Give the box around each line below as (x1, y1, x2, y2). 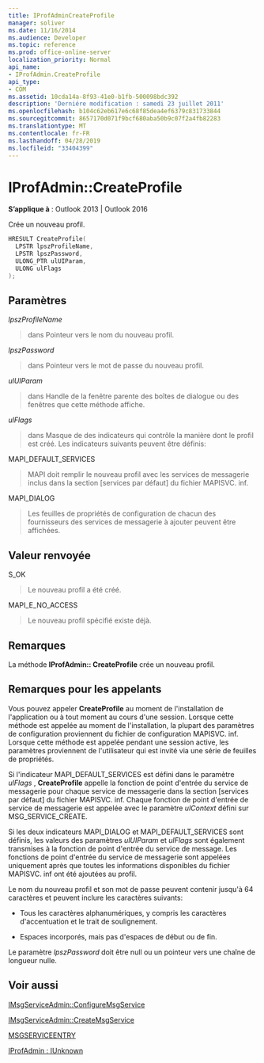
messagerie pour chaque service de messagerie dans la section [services (8, 786, 249, 796)
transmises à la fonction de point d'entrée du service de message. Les (8, 844, 237, 853)
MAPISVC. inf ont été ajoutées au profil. (8, 869, 138, 878)
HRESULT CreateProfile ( (8, 235, 87, 243)
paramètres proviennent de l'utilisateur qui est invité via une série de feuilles (8, 745, 257, 755)
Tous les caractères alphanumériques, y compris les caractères (19, 908, 227, 917)
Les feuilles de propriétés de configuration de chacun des (27, 509, 217, 519)
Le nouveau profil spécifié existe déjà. (27, 615, 152, 626)
